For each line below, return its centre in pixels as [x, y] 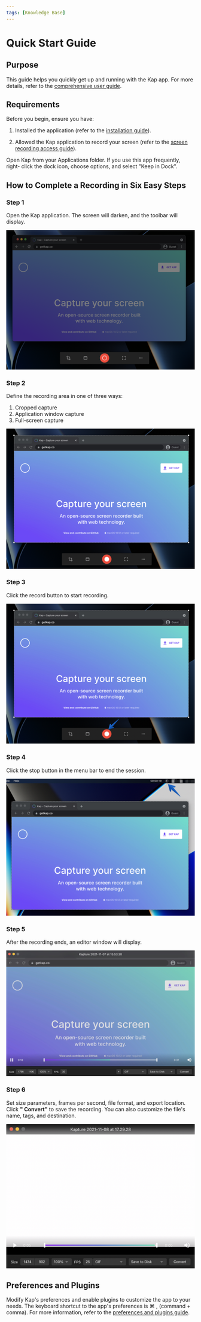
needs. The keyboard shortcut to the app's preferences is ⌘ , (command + [98, 1306]
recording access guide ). [45, 148]
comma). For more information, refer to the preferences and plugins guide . [98, 1312]
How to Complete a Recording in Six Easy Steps [96, 185]
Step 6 [16, 1090]
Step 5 [16, 929]
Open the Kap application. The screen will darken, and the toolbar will [92, 215]
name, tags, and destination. [41, 1116]
